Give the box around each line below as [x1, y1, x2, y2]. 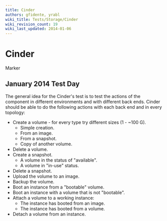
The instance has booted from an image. [20, 200, 106, 206]
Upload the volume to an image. [12, 173, 80, 179]
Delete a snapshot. [12, 168, 52, 174]
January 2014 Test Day [5, 80, 80, 88]
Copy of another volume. [20, 141, 73, 147]
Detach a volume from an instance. [12, 211, 86, 217]
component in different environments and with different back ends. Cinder [5, 99, 160, 105]
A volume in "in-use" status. [20, 162, 79, 168]
